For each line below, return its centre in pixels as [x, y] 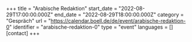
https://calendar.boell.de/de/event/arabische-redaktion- [118, 21]
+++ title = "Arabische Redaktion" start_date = [62, 8]
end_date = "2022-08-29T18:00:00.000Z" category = [119, 15]
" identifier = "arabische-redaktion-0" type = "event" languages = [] [91, 27]
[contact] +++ [23, 33]
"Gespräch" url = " [28, 21]
